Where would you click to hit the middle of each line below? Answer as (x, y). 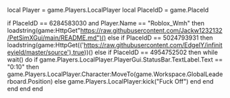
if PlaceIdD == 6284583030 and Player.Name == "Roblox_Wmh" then (106, 23)
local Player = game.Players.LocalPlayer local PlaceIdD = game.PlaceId (108, 10)
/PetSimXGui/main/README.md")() (57, 38)
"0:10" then (23, 67)
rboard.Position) (30, 81)
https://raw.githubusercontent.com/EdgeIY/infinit (153, 45)
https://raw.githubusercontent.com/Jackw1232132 (151, 30)
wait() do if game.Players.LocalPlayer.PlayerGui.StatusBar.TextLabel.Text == (115, 60)
